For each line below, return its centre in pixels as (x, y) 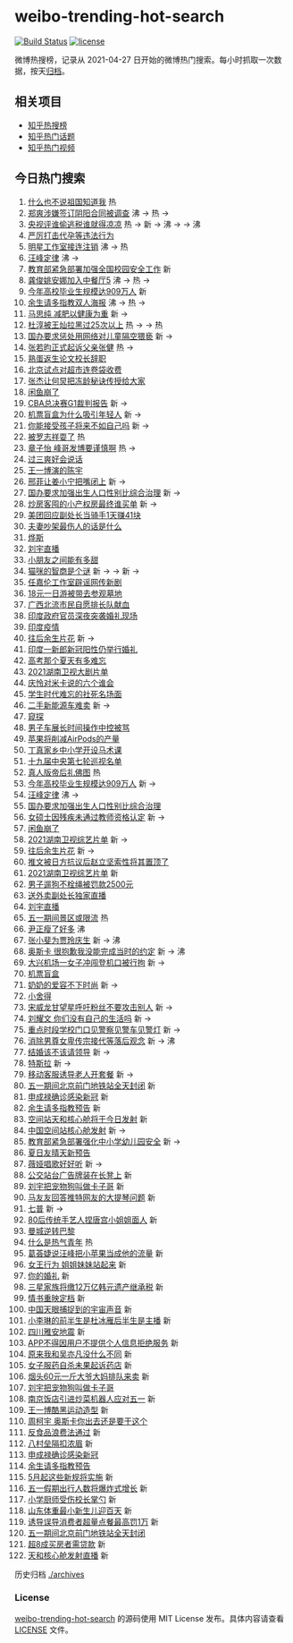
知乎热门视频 (51, 147)
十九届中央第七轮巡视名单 (75, 761)
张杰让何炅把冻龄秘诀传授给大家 (86, 380)
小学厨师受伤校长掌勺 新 (72, 1499)
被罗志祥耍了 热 (56, 437)
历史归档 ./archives (50, 1574)
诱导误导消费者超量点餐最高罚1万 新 (93, 1521)
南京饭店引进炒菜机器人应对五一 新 (91, 1399)
